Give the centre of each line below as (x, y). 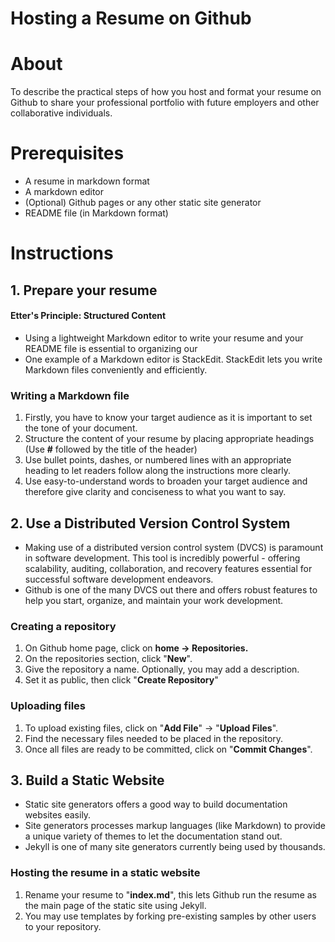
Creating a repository (63, 626)
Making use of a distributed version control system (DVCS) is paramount (174, 547)
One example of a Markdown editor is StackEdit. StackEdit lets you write (173, 359)
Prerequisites (67, 153)
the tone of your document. (81, 428)
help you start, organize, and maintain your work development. (154, 600)
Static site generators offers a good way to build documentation (156, 804)
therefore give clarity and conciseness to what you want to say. (155, 492)
